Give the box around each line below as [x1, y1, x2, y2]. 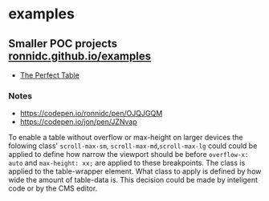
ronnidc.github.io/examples [8, 49, 151, 62]
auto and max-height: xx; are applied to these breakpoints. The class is [8, 158, 246, 168]
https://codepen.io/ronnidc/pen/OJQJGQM [19, 109, 163, 119]
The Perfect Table [19, 70, 80, 80]
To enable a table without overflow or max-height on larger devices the [8, 133, 243, 143]
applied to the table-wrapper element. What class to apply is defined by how [8, 167, 262, 176]
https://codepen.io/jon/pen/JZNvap [19, 117, 138, 127]
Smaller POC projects [8, 37, 118, 50]
